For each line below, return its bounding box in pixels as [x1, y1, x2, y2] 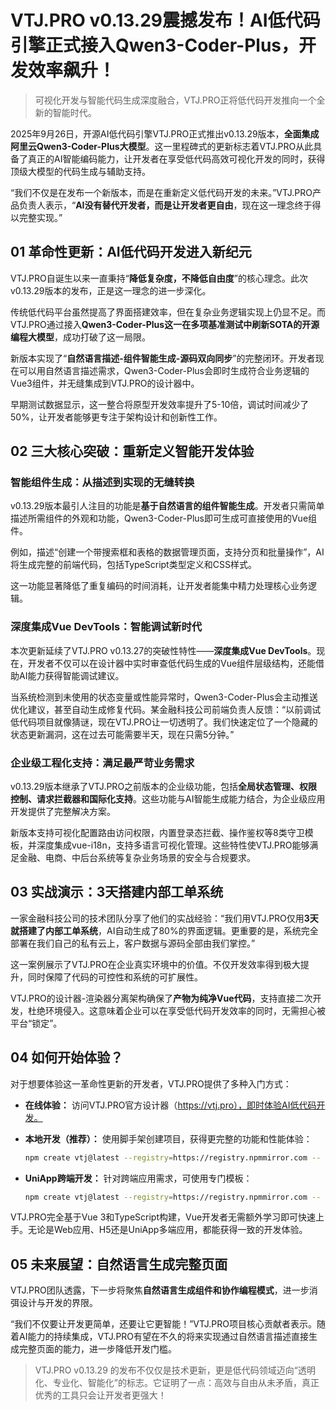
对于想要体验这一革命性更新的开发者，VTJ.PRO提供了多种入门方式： [10, 1077, 292, 1090]
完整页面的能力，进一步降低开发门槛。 [18, 1343, 177, 1355]
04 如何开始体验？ [10, 1049, 124, 1066]
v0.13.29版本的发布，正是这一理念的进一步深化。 [10, 284, 212, 296]
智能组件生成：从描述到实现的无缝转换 [10, 476, 195, 490]
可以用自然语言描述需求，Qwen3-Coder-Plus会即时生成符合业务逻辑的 [18, 364, 310, 376]
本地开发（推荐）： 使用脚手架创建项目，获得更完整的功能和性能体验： [24, 1132, 313, 1145]
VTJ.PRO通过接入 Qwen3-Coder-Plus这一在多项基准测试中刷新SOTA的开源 [10, 318, 320, 330]
